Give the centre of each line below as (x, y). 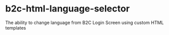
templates (16, 27)
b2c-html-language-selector (67, 9)
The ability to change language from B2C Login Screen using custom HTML (84, 22)
